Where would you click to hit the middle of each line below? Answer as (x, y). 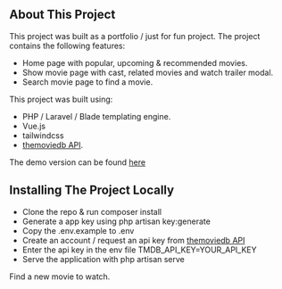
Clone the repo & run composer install (92, 211)
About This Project (62, 15)
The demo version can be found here (77, 162)
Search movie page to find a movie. (87, 82)
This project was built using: (61, 99)
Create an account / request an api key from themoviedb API (133, 240)
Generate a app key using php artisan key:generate (116, 221)
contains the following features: (67, 45)
